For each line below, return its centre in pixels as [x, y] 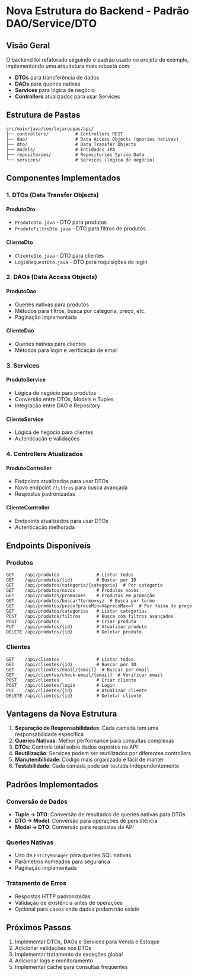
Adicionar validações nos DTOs [53, 948]
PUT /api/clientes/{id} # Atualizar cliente [76, 690]
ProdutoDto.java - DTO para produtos [61, 222]
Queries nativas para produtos [52, 305]
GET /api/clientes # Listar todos [70, 659]
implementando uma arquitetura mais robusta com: [68, 66]
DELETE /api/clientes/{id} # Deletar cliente [74, 696]
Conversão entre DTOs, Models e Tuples [64, 399]
